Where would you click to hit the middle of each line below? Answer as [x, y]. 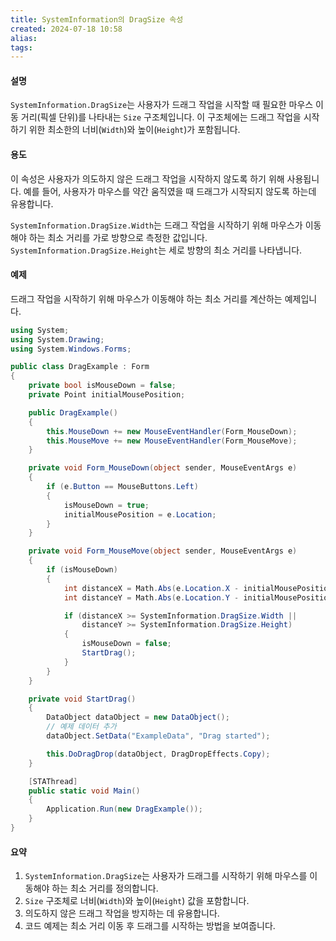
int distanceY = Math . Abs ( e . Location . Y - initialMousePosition [198, 597]
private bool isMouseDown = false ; [102, 386]
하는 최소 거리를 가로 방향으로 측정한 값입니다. [118, 237]
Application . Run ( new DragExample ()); [124, 809]
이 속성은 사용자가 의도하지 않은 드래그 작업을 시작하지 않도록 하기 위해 [147, 178]
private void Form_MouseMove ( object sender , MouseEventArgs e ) [163, 551]
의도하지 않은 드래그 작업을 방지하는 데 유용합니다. [122, 913]
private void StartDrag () [82, 699]
